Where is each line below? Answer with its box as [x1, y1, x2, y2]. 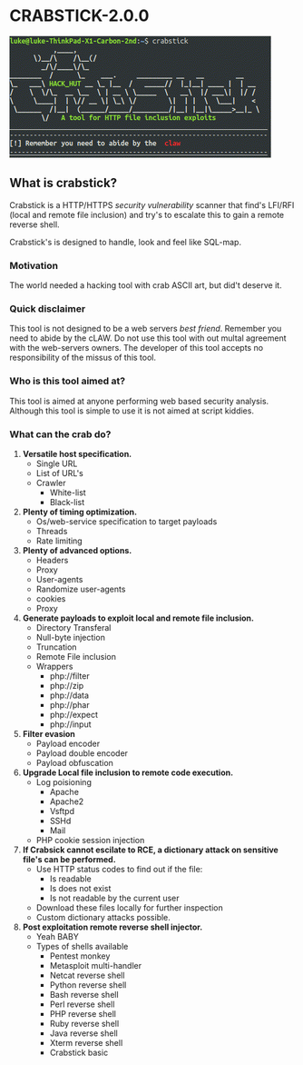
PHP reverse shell [49, 1008, 116, 1019]
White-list [49, 487, 86, 498]
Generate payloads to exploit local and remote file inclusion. [22, 612, 254, 623]
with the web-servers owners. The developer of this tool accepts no [9, 343, 264, 353]
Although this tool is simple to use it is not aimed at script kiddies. [9, 405, 254, 416]
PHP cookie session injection [35, 834, 145, 845]
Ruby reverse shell [49, 1018, 120, 1029]
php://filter [49, 670, 90, 682]
